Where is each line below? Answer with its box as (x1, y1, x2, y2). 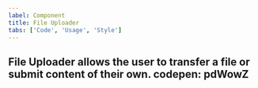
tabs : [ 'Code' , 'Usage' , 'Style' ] (8, 26, 123, 34)
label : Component (8, 11, 66, 20)
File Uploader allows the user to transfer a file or (8, 55, 251, 68)
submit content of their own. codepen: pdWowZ (8, 68, 249, 81)
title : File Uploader (8, 19, 80, 27)
